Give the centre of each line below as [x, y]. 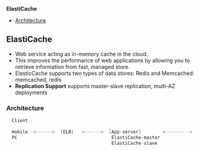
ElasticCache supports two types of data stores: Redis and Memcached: [105, 73]
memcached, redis [38, 79]
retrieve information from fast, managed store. [72, 66]
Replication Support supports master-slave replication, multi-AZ [95, 86]
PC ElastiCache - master [86, 137]
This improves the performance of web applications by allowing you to [102, 60]
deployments [31, 92]
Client [20, 121]
